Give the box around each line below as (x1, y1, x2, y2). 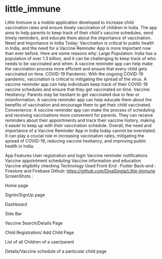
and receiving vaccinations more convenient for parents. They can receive (5, 112, 153, 118)
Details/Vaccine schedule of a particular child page (5, 248, 107, 254)
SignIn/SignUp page (5, 192, 45, 197)
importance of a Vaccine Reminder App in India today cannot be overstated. (5, 128, 156, 133)
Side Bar (5, 210, 22, 216)
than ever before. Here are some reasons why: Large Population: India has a (5, 50, 157, 56)
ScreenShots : (5, 173, 33, 179)
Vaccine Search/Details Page (5, 220, 63, 226)
